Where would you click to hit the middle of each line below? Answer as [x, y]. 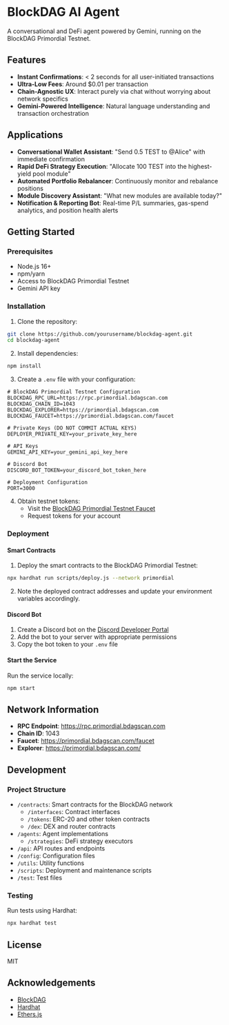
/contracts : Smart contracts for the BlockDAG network [95, 804]
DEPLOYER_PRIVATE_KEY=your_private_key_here [72, 434]
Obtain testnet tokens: [49, 501]
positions [30, 188]
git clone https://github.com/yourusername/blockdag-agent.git [100, 334]
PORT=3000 [21, 489]
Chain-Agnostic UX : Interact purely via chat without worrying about [114, 91]
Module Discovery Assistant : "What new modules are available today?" [120, 195]
